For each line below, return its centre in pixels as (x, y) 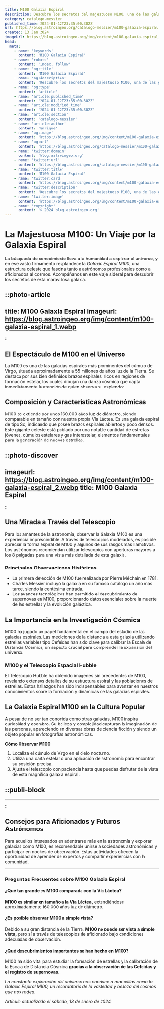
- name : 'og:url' (31, 142)
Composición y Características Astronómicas (76, 402)
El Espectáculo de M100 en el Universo (65, 354)
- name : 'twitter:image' (39, 197)
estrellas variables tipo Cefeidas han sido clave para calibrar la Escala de (78, 642)
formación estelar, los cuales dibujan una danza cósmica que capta (73, 382)
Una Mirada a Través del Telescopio (60, 522)
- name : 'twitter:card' (38, 179)
